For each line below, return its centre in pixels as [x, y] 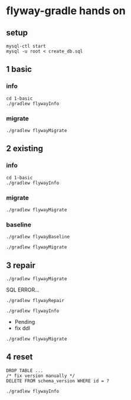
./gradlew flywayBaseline [38, 237]
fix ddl [22, 328]
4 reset [19, 357]
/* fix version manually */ [41, 376]
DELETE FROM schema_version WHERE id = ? [58, 381]
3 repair [21, 265]
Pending [25, 322]
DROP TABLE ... [25, 371]
